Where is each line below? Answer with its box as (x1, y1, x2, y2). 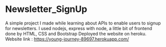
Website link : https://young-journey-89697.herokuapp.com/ (5, 36, 129, 42)
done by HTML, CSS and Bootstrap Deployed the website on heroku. (5, 30, 146, 36)
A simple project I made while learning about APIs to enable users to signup (5, 20, 161, 26)
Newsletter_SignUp (5, 3, 87, 15)
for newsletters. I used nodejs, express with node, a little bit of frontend (5, 25, 152, 31)
